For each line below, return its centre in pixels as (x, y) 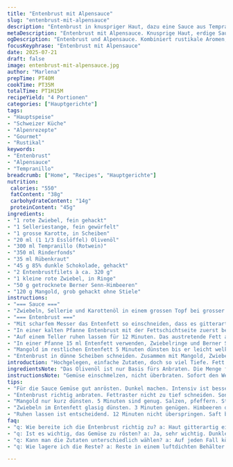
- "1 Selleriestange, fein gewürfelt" (63, 227)
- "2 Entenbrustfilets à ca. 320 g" (60, 272)
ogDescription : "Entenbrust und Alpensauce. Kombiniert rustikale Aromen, (118, 40)
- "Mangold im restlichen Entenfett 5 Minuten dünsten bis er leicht (110, 350)
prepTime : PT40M (31, 78)
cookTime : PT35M (31, 85)
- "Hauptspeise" (31, 117)
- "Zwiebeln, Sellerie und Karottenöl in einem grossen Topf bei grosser (116, 311)
